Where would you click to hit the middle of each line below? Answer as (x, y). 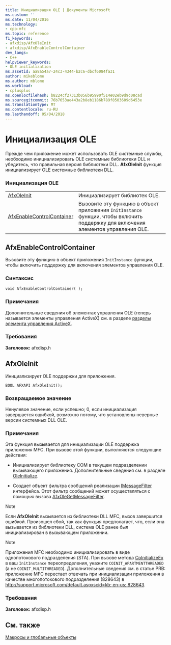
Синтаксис (20, 278)
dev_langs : (17, 52)
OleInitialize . (25, 476)
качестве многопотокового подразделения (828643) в (65, 579)
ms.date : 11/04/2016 (27, 19)
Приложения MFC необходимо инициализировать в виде (68, 552)
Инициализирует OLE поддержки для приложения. (61, 376)
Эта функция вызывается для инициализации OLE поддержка (72, 444)
